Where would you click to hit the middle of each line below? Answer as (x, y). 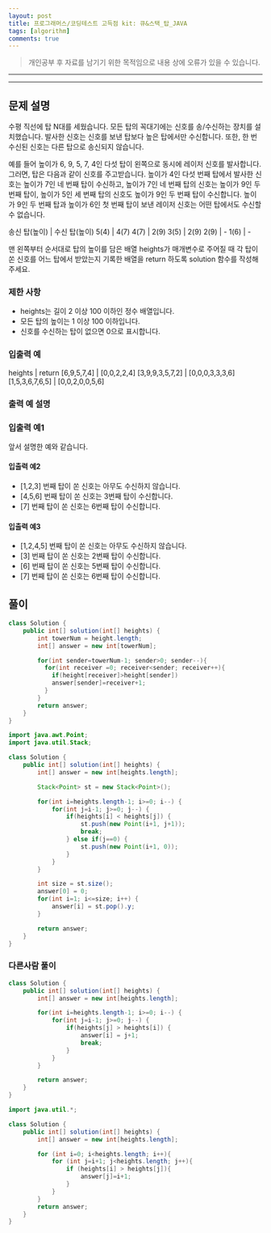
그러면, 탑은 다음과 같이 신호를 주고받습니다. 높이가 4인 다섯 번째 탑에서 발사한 (131, 174)
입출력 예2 (25, 467)
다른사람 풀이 (32, 966)
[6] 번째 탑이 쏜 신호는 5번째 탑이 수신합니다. (90, 566)
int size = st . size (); (75, 884)
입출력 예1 (27, 427)
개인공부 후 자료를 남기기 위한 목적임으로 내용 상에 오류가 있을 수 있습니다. (144, 62)
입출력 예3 (25, 526)
